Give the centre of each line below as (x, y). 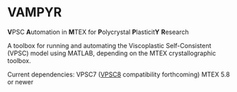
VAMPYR (35, 12)
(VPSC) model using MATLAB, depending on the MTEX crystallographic (112, 53)
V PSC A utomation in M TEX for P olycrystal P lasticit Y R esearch (98, 32)
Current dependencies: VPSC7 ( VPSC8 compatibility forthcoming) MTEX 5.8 (118, 74)
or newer (21, 81)
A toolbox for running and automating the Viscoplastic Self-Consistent (109, 45)
